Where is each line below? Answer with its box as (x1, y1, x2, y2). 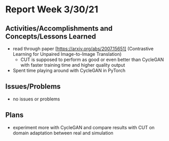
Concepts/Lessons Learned (5, 32, 96, 41)
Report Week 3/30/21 (5, 4, 99, 15)
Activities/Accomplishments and (5, 24, 113, 33)
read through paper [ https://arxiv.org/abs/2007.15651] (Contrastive (12, 46, 154, 52)
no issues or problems (12, 96, 60, 102)
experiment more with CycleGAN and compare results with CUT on (12, 124, 155, 130)
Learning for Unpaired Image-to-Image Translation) (12, 51, 122, 57)
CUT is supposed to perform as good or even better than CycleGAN (20, 56, 164, 63)
